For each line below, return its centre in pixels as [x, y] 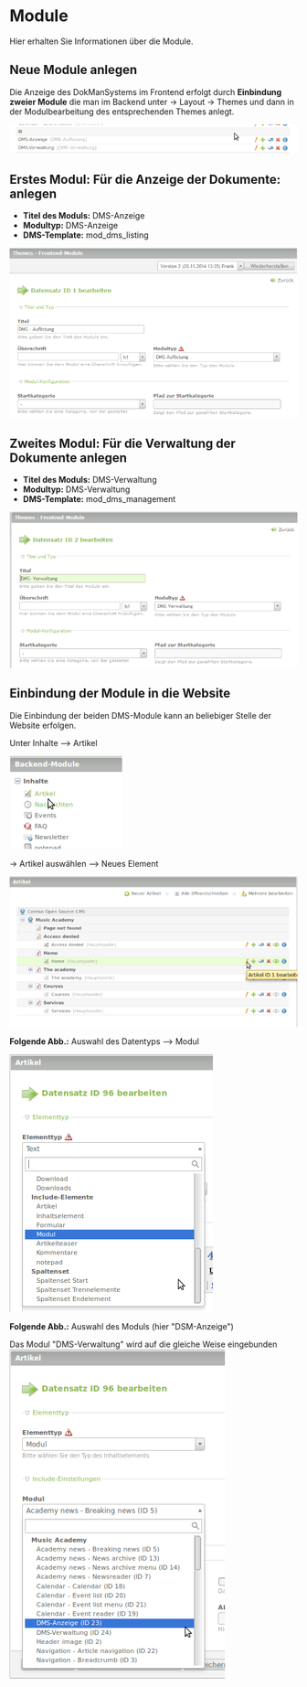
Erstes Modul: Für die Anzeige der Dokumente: [145, 179]
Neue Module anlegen [74, 70]
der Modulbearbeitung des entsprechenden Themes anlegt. [122, 112]
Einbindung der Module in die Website [120, 694]
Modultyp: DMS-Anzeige [70, 226]
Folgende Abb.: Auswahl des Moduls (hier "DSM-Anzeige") [122, 1327]
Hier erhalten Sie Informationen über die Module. [101, 41]
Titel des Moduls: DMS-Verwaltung [90, 480]
